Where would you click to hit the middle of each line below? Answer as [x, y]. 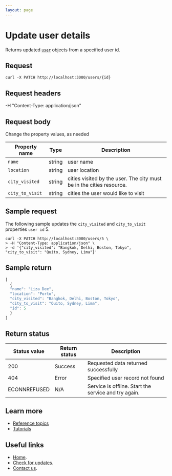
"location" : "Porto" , [33, 294]
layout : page [19, 10]
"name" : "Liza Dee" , [32, 289]
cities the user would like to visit [106, 193]
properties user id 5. [27, 229]
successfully [103, 370]
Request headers [33, 93]
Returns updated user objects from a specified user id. [63, 50]
